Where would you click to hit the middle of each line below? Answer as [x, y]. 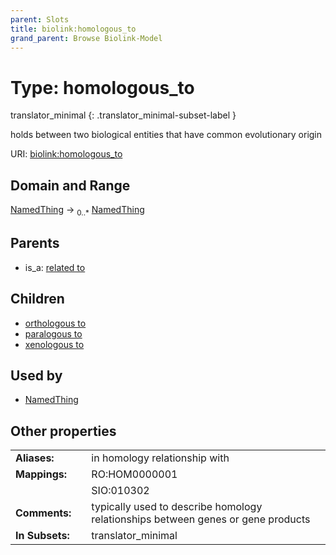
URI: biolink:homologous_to [66, 154]
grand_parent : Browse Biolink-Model [86, 38]
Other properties [63, 431]
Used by [36, 375]
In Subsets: [42, 536]
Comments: [43, 513]
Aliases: [35, 458]
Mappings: [41, 474]
